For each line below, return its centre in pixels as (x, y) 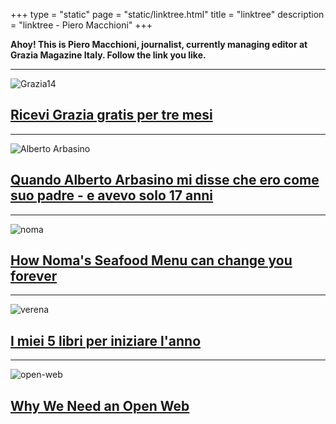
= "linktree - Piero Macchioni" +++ (81, 25)
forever (34, 276)
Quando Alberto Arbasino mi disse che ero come (165, 180)
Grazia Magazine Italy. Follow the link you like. (108, 55)
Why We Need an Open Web (100, 405)
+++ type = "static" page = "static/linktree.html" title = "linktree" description (167, 14)
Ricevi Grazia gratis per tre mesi (111, 115)
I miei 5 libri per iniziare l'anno (106, 340)
